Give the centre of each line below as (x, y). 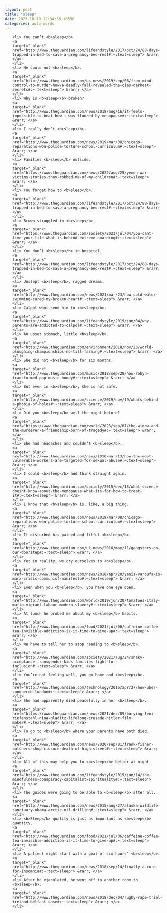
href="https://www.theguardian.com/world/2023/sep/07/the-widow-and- (86, 426)
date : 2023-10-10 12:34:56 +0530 (40, 19)
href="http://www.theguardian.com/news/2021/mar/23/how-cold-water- (85, 295)
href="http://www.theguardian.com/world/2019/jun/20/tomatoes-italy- (86, 601)
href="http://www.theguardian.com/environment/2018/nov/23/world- (83, 347)
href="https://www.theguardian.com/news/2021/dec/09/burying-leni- (84, 714)
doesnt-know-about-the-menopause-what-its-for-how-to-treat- (77, 491)
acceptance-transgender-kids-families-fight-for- (65, 662)
